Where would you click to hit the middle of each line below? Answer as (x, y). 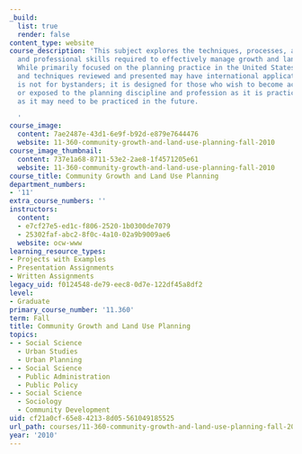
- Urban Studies (48, 352)
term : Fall (30, 318)
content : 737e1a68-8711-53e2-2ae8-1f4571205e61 (108, 159)
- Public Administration (64, 377)
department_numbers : (48, 184)
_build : (24, 18)
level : (22, 293)
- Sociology (40, 402)
